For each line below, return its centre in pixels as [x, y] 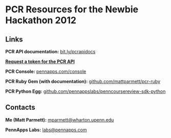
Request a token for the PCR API [40, 62]
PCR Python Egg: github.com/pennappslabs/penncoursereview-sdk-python [85, 91]
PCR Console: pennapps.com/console [46, 71]
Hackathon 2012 [41, 20]
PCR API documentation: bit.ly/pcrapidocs [50, 52]
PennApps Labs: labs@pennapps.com [46, 130]
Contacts [20, 107]
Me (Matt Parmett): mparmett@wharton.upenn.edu [60, 120]
